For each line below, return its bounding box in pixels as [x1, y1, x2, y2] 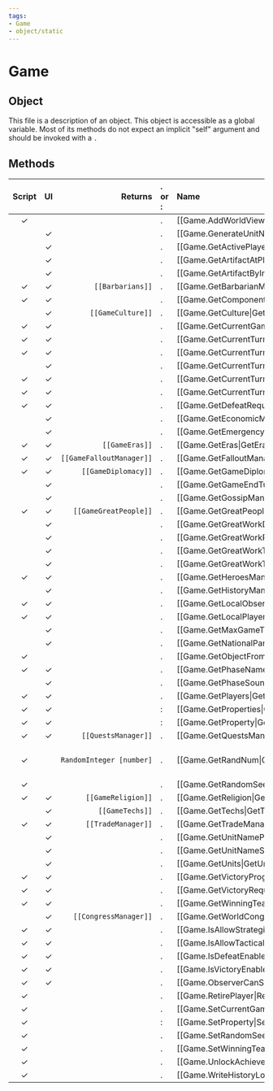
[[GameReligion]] [85, 793, 153, 802]
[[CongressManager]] [72, 912, 153, 921]
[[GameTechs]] [97, 806, 153, 815]
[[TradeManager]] [85, 819, 153, 829]
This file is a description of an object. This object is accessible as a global [8, 115, 255, 126]
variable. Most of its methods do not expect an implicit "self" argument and [8, 124, 260, 134]
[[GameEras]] [102, 441, 153, 450]
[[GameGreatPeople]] [72, 506, 153, 516]
